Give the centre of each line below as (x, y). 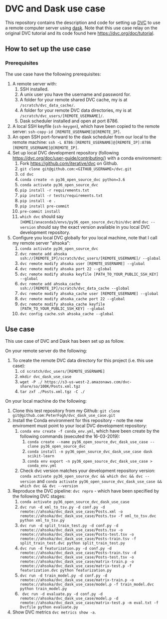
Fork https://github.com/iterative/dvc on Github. (69, 163)
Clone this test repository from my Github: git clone (66, 411)
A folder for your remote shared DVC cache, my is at (74, 99)
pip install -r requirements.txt (55, 190)
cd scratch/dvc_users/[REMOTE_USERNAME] (62, 372)
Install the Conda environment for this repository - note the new (78, 421)
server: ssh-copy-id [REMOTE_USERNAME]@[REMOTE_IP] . (67, 131)
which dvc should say (42, 216)
